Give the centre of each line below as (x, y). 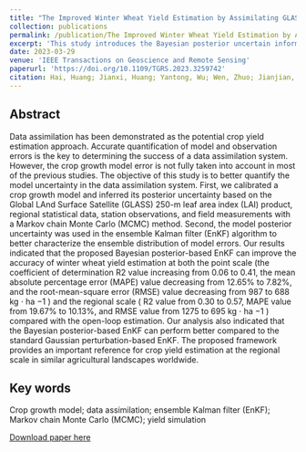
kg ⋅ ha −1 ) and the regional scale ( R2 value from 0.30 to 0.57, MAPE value (150, 301)
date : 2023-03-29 (42, 52)
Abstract (35, 115)
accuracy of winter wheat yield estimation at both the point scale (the (140, 262)
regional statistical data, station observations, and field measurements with (150, 214)
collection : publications (58, 26)
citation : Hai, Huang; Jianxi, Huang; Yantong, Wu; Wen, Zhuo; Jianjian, (153, 78)
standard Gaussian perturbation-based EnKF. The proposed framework (143, 340)
